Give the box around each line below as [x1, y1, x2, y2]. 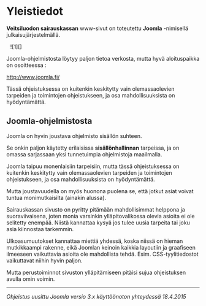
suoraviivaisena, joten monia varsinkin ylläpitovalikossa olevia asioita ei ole [6, 212, 195, 220]
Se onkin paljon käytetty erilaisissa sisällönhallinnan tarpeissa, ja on [6, 144, 180, 151]
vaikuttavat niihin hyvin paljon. [6, 256, 83, 264]
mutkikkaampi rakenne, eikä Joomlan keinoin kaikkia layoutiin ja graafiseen [6, 243, 196, 251]
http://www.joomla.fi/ [6, 73, 60, 80]
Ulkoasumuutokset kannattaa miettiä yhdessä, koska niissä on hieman [6, 237, 183, 245]
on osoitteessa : [6, 61, 47, 69]
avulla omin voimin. [6, 275, 55, 283]
